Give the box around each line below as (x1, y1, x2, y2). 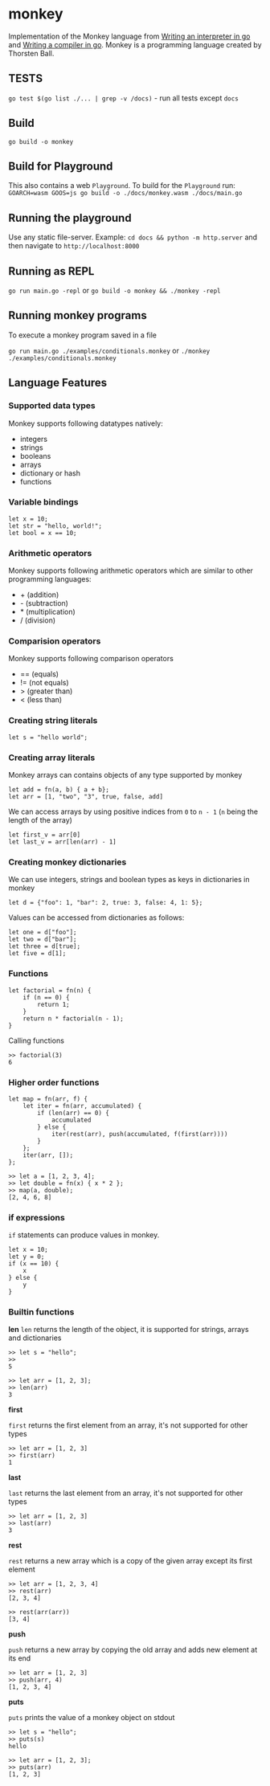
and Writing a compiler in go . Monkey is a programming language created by (8, 39, 263, 49)
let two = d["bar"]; (8, 935, 78, 944)
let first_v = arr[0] (8, 831, 81, 839)
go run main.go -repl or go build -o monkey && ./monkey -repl (8, 286, 221, 295)
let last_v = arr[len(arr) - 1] (8, 837, 117, 846)
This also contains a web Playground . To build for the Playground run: (8, 181, 235, 190)
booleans (19, 451, 51, 460)
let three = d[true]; (8, 942, 81, 950)
